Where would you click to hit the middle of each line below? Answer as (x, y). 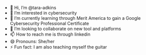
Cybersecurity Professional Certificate (49, 23)
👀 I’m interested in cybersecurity (43, 13)
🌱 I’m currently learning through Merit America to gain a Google (75, 18)
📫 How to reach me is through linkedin (50, 34)
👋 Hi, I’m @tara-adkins (33, 8)
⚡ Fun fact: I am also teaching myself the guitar (58, 47)
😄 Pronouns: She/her (32, 41)
